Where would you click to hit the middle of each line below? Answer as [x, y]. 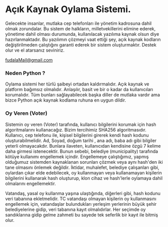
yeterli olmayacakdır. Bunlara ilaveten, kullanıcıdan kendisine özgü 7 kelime [83, 146]
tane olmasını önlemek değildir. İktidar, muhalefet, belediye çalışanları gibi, [82, 167]
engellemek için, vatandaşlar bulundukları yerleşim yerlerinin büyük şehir [81, 204]
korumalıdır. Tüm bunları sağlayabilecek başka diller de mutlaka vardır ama [83, 95]
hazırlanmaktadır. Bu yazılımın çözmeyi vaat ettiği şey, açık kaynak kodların [83, 39]
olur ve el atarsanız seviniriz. [35, 50]
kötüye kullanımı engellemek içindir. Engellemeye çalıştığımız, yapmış [77, 156]
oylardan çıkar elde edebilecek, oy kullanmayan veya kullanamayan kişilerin [84, 172]
